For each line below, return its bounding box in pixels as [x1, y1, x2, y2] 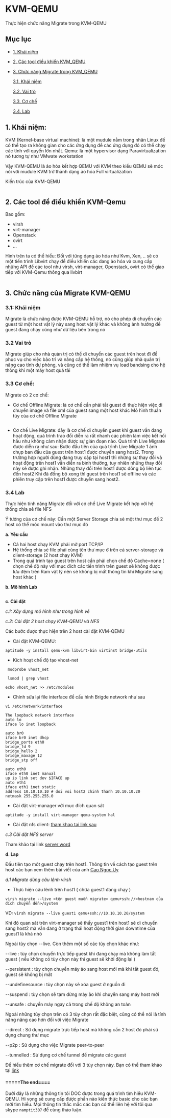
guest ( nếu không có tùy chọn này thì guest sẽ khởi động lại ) [5, 956, 136, 962]
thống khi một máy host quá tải [5, 367, 70, 373]
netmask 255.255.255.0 [5, 793, 54, 798]
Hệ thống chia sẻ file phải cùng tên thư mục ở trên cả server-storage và [12, 547, 164, 553]
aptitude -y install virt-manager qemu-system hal [5, 812, 115, 817]
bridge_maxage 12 [5, 753, 42, 758]
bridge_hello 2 [5, 748, 38, 754]
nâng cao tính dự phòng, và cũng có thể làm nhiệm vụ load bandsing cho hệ [5, 362, 166, 368]
